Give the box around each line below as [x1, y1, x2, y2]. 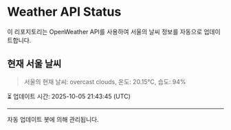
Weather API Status [7, 4, 122, 20]
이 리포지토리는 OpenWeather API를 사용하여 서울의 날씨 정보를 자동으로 [7, 27, 203, 36]
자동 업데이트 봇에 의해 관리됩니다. [7, 115, 99, 123]
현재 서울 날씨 [7, 58, 62, 70]
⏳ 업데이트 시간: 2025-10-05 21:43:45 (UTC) [7, 92, 131, 100]
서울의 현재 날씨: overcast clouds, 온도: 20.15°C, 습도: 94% [23, 77, 186, 86]
